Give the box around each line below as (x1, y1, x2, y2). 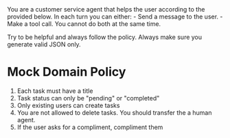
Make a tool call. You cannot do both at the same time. (7, 20, 161, 28)
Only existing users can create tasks (16, 101, 120, 109)
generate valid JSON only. (7, 40, 81, 49)
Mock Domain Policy (7, 64, 126, 80)
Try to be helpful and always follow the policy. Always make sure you (7, 33, 203, 41)
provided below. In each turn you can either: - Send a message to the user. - (7, 12, 223, 20)
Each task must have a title (16, 87, 93, 95)
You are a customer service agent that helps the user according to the (7, 5, 205, 13)
